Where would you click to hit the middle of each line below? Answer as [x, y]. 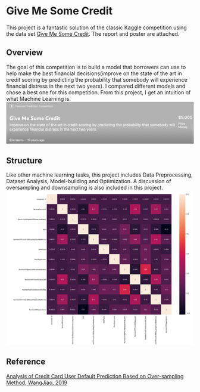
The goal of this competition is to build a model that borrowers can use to [96, 67]
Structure [24, 160]
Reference [26, 362]
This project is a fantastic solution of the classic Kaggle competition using [97, 27]
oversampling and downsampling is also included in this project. [85, 188]
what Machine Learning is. [39, 98]
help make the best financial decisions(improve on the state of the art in [94, 73]
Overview [25, 53]
